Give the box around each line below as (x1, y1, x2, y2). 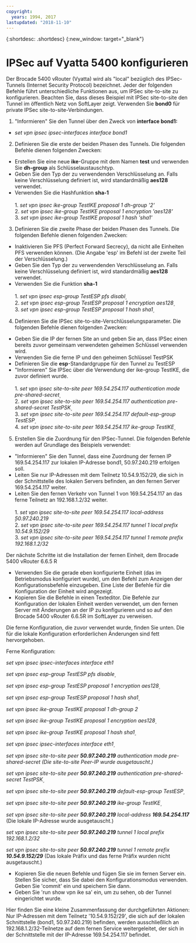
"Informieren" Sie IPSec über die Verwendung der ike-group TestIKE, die (14, 367, 190, 374)
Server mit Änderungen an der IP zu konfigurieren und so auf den (14, 607, 173, 614)
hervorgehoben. (6, 637, 45, 644)
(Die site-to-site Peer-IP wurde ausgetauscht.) (42, 758, 154, 766)
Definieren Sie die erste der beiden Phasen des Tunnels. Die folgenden (14, 141, 185, 148)
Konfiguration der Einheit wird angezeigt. (14, 588, 114, 595)
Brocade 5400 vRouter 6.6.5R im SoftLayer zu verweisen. (14, 613, 153, 620)
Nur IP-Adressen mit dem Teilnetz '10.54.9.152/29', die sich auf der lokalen (6, 913, 185, 920)
